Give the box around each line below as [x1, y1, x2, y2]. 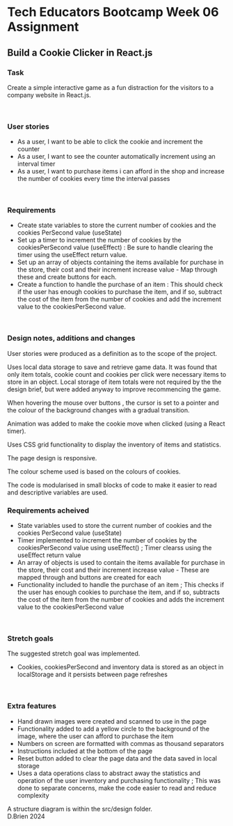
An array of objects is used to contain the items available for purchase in [17, 559, 225, 567]
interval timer [17, 159, 56, 168]
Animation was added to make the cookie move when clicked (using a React [7, 419, 225, 428]
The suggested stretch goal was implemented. [7, 649, 140, 658]
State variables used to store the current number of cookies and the [17, 522, 212, 530]
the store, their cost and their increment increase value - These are [17, 566, 210, 575]
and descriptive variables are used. [7, 488, 109, 497]
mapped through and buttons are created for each [17, 573, 161, 582]
